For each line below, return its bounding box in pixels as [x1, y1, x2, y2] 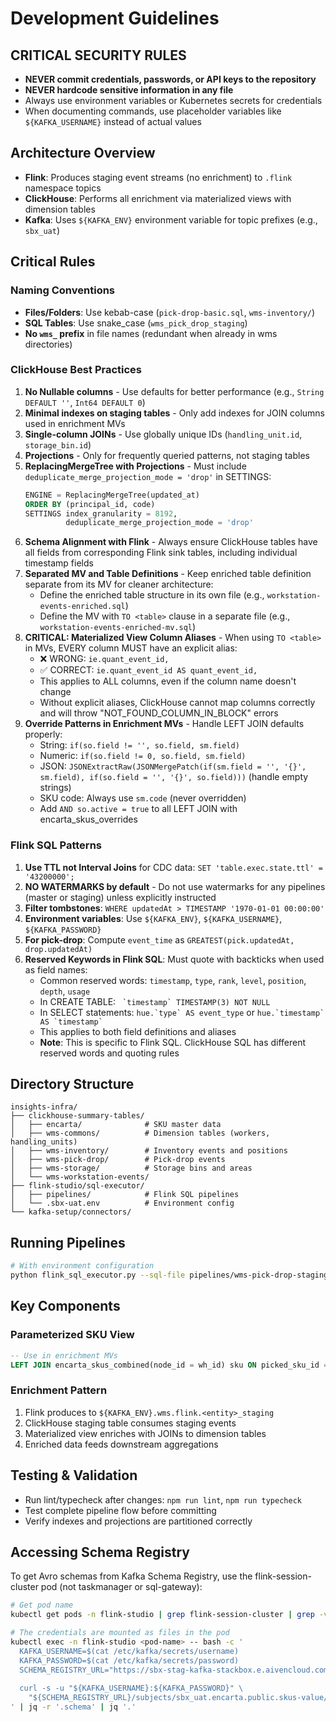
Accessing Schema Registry [10, 1543, 190, 1561]
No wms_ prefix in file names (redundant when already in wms [24, 327, 278, 339]
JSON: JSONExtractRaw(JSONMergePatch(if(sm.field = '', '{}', [39, 760, 307, 772]
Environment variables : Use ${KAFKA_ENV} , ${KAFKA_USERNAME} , [24, 912, 283, 924]
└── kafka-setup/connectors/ [10, 1207, 132, 1217]
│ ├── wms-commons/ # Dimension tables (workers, [10, 1128, 271, 1139]
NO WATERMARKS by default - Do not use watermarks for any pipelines [24, 880, 326, 892]
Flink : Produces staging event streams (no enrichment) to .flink [24, 171, 293, 183]
